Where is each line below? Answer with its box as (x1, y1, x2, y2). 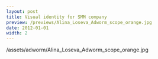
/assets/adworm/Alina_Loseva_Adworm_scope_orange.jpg (6, 46, 149, 53)
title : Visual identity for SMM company (6, 14, 108, 20)
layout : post (6, 8, 38, 15)
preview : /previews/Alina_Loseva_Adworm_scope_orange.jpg (6, 19, 152, 25)
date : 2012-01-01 (6, 25, 49, 31)
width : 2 (6, 30, 28, 36)
